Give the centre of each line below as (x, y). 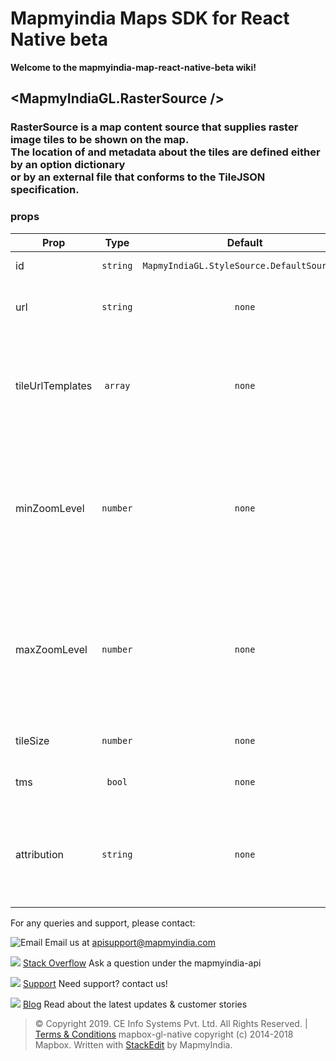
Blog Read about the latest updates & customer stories (135, 1004)
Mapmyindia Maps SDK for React (150, 18)
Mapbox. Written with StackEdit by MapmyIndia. (133, 1044)
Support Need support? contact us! (95, 983)
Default (244, 242)
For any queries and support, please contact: (103, 923)
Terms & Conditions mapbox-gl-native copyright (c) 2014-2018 (164, 1034)
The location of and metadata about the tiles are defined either (165, 152)
